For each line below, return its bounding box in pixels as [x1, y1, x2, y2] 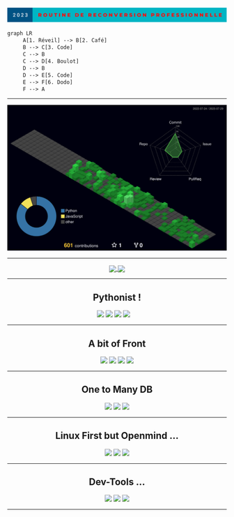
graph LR [7, 29, 33, 37]
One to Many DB [81, 384, 153, 396]
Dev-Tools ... [88, 476, 146, 488]
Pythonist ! [93, 291, 141, 304]
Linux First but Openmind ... [55, 430, 179, 442]
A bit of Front [88, 338, 146, 350]
